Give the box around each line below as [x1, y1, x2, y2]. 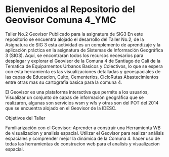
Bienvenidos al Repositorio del [5, 4, 136, 15]
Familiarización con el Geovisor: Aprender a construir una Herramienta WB [5, 125, 161, 131]
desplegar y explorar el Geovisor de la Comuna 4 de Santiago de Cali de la [5, 58, 161, 64]
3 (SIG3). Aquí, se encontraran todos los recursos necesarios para [5, 52, 144, 59]
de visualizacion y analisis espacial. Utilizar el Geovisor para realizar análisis [5, 130, 164, 136]
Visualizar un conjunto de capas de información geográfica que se [5, 94, 144, 100]
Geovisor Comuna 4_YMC [5, 14, 116, 26]
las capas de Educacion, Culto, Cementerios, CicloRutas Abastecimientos [5, 74, 159, 80]
